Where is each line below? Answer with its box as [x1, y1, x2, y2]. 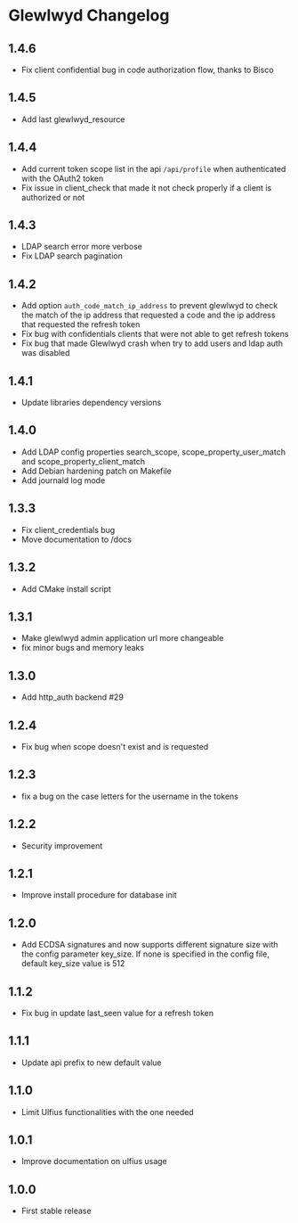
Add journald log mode [20, 474, 106, 486]
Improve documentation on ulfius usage [20, 1156, 167, 1167]
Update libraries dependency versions [20, 398, 162, 408]
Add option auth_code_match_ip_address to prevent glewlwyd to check [20, 300, 278, 311]
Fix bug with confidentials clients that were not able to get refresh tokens [20, 329, 289, 340]
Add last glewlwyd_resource [20, 113, 125, 125]
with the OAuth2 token [20, 173, 104, 184]
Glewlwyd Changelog [8, 5, 170, 26]
